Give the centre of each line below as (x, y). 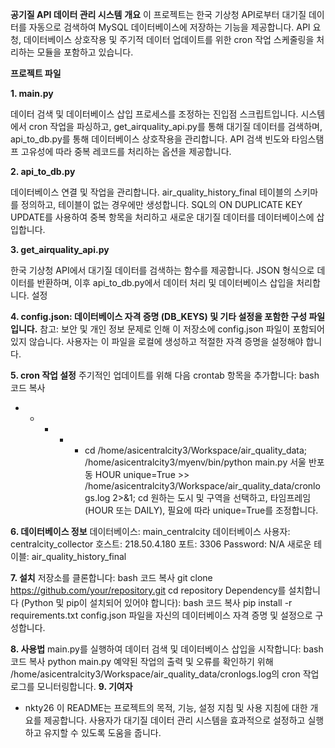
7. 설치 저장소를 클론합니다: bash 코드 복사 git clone (111, 577)
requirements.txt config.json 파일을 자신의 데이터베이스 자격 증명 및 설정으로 (161, 615)
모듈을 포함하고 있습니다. (85, 52)
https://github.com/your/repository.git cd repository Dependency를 (148, 590)
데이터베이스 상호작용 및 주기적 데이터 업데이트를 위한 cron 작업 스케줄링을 (169, 39)
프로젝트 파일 (36, 73)
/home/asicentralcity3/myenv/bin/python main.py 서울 (195, 462)
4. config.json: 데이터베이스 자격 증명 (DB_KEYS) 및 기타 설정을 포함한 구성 (159, 316)
